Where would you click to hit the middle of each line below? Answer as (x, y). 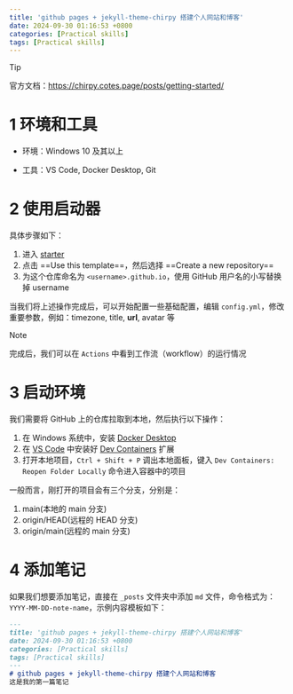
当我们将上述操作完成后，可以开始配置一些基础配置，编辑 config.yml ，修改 (147, 306)
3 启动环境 (48, 393)
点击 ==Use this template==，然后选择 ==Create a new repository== (148, 265)
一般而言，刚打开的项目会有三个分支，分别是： (95, 490)
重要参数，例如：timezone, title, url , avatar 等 (92, 318)
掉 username (45, 288)
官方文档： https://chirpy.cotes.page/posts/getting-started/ (117, 86)
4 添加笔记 (48, 570)
